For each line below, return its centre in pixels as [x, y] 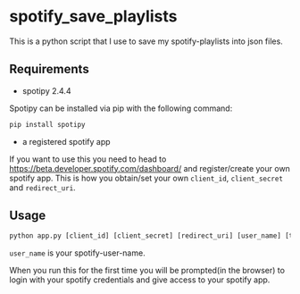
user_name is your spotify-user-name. [77, 253]
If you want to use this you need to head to [88, 159]
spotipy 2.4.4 [46, 90]
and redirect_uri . [42, 187]
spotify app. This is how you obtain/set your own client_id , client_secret [146, 178]
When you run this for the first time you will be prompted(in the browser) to [147, 271]
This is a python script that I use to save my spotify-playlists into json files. [146, 41]
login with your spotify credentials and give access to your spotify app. [140, 280]
